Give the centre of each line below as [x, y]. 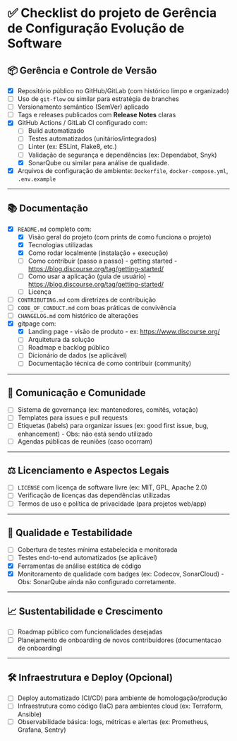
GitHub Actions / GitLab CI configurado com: [83, 123]
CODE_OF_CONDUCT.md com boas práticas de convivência [97, 308]
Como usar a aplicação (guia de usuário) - [89, 276]
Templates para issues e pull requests [73, 417]
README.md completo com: [54, 229]
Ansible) [30, 714]
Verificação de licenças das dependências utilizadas [94, 495]
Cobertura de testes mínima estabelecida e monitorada [97, 550]
